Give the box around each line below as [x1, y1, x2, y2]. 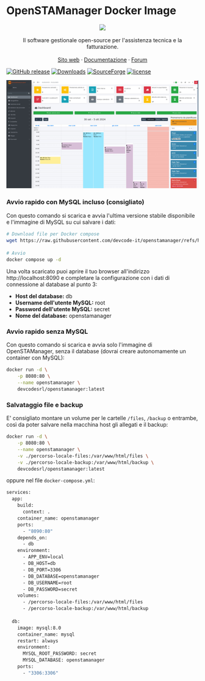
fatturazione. [86, 43, 119, 50]
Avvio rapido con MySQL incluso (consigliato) [6, 198, 145, 207]
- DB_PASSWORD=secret [22, 586, 78, 592]
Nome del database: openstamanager [15, 312, 112, 320]
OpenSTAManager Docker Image [6, 4, 177, 18]
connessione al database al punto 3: [6, 281, 98, 288]
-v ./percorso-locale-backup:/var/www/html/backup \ [17, 459, 154, 465]
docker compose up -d [6, 257, 62, 263]
